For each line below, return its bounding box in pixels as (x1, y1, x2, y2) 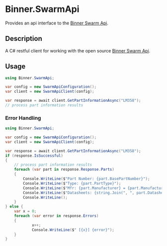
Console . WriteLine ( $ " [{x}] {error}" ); (31, 227, 114, 233)
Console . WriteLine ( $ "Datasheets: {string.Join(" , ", (23, 190, 135, 195)
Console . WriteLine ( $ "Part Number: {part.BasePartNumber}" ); (23, 176, 150, 182)
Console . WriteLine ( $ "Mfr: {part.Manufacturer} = (23, 186, 126, 191)
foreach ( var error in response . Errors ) (14, 214, 99, 219)
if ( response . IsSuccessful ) (5, 153, 64, 158)
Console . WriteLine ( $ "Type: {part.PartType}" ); (23, 181, 121, 186)
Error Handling (5, 114, 41, 121)
